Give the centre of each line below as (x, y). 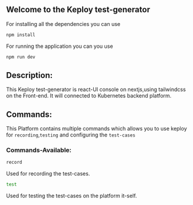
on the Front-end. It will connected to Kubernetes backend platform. (89, 96)
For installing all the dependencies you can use (63, 24)
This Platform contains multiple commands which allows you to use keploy (97, 129)
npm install (21, 35)
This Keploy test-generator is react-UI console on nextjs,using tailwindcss (96, 90)
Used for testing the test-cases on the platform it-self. (72, 196)
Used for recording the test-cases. (48, 174)
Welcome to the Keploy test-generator (78, 10)
